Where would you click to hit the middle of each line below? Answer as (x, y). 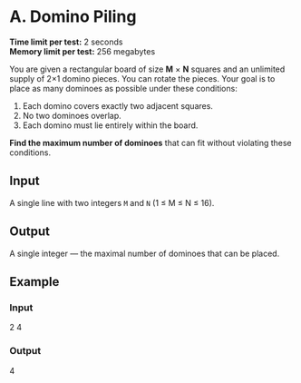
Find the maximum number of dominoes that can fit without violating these (150, 142)
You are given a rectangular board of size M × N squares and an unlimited (147, 69)
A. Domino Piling (73, 17)
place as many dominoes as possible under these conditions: (123, 88)
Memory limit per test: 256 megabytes (83, 51)
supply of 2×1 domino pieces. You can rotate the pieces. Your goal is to (142, 78)
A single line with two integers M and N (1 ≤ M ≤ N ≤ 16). (112, 202)
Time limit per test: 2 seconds (66, 42)
